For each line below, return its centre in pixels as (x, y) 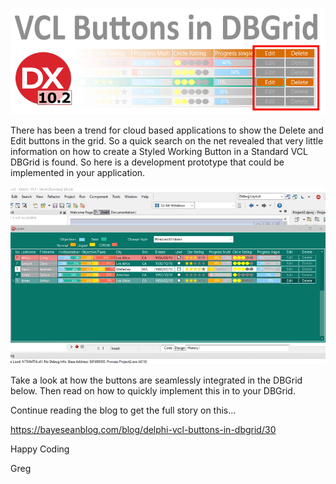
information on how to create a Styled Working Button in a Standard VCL (159, 152)
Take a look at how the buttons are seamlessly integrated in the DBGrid (156, 380)
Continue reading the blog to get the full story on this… (123, 410)
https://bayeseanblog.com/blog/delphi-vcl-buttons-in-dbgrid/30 (143, 430)
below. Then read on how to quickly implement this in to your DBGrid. (153, 391)
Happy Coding (40, 449)
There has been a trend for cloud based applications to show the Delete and (167, 130)
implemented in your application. (78, 173)
